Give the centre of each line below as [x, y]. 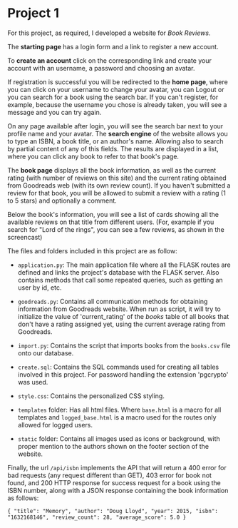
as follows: [23, 498]
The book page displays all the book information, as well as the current [112, 170]
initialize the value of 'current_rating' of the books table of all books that [123, 316]
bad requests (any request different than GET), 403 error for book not [110, 475]
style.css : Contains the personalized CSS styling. [91, 396]
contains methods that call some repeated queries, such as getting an [120, 280]
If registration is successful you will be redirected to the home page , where [118, 82]
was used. [33, 382]
